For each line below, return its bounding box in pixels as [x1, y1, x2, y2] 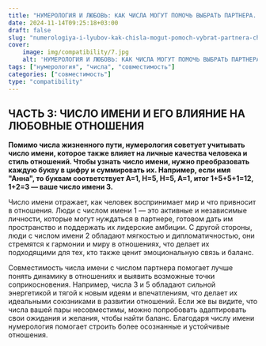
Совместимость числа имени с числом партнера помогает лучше [8, 263, 234, 273]
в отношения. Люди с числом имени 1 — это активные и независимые [8, 206, 248, 216]
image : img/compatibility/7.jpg [22, 48, 129, 56]
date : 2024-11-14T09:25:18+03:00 [8, 19, 119, 27]
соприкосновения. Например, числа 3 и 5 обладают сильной [8, 280, 216, 289]
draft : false [8, 26, 51, 34]
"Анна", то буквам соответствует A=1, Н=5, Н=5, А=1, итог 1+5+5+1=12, [8, 174, 254, 183]
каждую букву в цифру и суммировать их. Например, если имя [8, 165, 231, 175]
